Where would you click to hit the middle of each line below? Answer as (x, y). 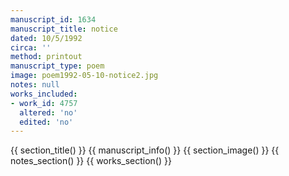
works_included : (44, 94)
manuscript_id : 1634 (53, 19)
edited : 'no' (46, 122)
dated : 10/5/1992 (46, 38)
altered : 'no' (48, 112)
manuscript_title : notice (64, 29)
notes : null (35, 85)
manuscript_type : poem (57, 66)
